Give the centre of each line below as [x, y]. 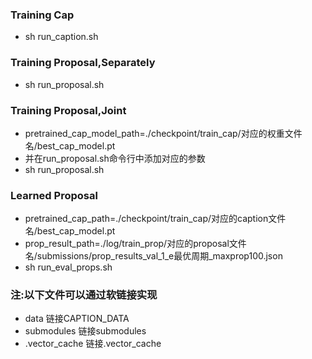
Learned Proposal [54, 195]
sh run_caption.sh [61, 37]
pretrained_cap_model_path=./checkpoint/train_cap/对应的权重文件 [163, 133]
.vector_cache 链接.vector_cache [93, 344]
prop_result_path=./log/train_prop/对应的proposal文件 [135, 244]
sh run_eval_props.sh [68, 267]
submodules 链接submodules [85, 331]
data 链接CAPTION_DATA [77, 319]
